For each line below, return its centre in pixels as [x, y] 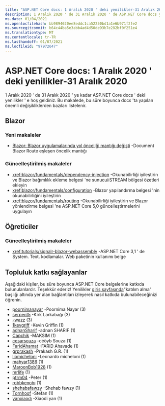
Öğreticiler [22, 227]
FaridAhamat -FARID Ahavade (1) [45, 346]
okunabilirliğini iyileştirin [37, 195]
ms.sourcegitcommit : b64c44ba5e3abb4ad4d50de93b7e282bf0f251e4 [71, 28]
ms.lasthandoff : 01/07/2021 [34, 42]
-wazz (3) [22, 320]
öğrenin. [14, 300]
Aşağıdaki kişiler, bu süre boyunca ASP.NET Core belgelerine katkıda [75, 284]
